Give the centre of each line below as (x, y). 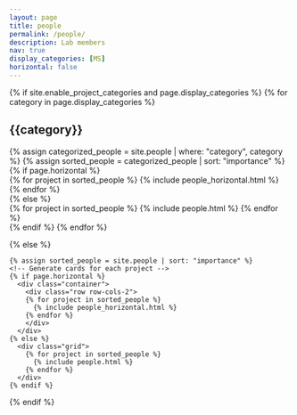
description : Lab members (57, 42)
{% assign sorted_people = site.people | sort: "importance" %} (131, 260)
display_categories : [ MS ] (57, 59)
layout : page (33, 17)
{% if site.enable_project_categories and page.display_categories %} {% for (148, 92)
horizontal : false (43, 68)
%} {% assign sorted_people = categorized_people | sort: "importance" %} (147, 160)
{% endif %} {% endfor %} (58, 227)
